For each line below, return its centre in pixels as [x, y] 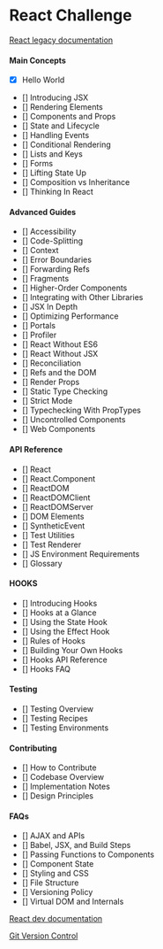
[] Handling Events [56, 135]
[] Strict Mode [47, 401]
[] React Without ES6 [60, 344]
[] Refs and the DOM [59, 373]
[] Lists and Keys [52, 154]
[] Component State [58, 864]
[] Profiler [39, 335]
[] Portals [38, 326]
